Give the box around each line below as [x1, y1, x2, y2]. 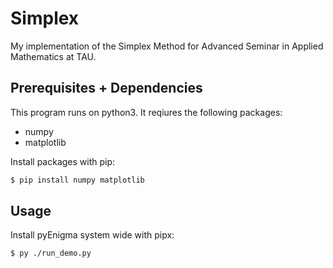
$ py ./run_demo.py [10, 248, 92, 259]
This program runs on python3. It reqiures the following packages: [10, 106, 283, 118]
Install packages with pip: [10, 155, 116, 167]
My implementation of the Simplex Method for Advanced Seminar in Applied [10, 40, 324, 52]
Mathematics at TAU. [10, 50, 97, 62]
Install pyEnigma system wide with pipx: [10, 229, 175, 241]
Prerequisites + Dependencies [10, 80, 203, 97]
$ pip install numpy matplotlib [10, 175, 145, 185]
